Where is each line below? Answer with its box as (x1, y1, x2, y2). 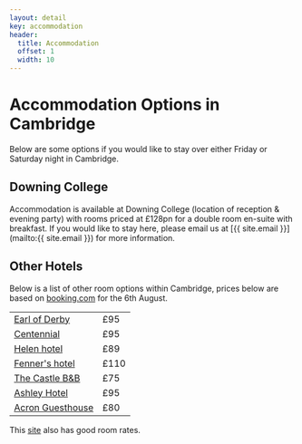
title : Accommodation (17, 38, 100, 48)
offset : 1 (17, 47, 54, 56)
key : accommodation (9, 22, 83, 31)
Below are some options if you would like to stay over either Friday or (9, 143, 268, 154)
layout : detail (9, 13, 67, 23)
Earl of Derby (14, 313, 71, 325)
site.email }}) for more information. (45, 232, 175, 243)
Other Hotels (9, 259, 83, 275)
